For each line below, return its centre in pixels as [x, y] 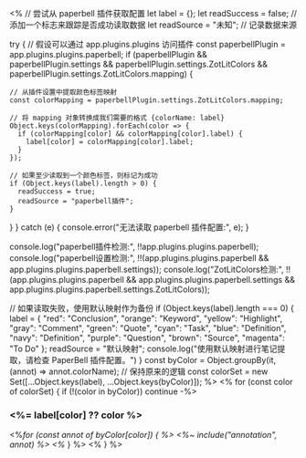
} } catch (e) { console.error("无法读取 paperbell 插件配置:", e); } [129, 227]
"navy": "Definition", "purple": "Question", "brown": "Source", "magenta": [147, 338]
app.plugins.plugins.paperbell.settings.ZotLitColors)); [110, 289]
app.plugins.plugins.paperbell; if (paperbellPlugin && [109, 54]
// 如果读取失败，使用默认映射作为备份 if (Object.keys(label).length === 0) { [152, 308]
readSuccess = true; [57, 192]
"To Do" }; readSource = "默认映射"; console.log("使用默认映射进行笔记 [143, 349]
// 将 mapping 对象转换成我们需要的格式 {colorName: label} [117, 118]
